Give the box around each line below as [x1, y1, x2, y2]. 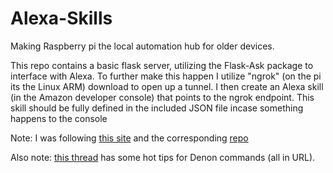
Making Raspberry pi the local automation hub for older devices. [10, 40, 275, 52]
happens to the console [10, 112, 108, 124]
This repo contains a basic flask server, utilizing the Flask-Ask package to [10, 59, 314, 71]
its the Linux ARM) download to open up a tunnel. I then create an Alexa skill [10, 80, 324, 92]
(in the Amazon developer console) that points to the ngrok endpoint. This [10, 91, 315, 103]
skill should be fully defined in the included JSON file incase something [10, 102, 304, 114]
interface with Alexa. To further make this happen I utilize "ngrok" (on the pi [10, 70, 322, 82]
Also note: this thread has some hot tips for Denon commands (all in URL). [10, 151, 316, 163]
